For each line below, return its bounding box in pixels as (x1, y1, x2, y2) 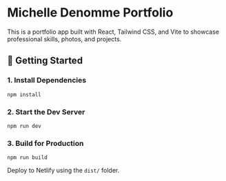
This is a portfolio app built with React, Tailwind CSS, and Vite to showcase (7, 28, 219, 36)
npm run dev (7, 123, 41, 129)
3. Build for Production (7, 138, 84, 148)
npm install (7, 91, 41, 98)
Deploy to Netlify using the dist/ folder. (7, 167, 120, 175)
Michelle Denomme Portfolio (7, 5, 174, 21)
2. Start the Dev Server (7, 107, 85, 116)
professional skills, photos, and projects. (7, 34, 122, 43)
